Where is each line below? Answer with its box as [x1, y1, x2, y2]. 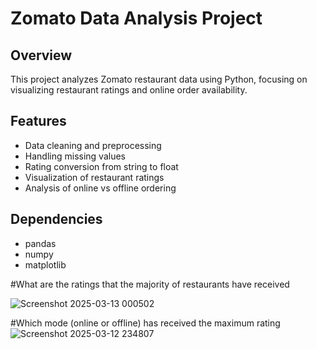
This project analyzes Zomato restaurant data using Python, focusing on [10, 73, 308, 85]
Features [10, 113, 67, 130]
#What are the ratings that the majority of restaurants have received [10, 278, 290, 290]
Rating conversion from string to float [24, 160, 179, 172]
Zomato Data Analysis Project [10, 7, 263, 30]
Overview [10, 47, 73, 64]
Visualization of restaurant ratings [24, 171, 165, 183]
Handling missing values [24, 150, 126, 162]
